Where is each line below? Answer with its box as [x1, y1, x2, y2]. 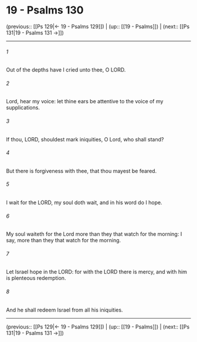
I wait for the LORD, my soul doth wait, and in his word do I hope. [6, 199, 162, 206]
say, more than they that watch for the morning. [6, 237, 121, 244]
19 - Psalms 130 [6, 4, 84, 17]
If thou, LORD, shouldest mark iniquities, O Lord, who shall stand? [6, 136, 164, 143]
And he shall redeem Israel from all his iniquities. [6, 306, 123, 313]
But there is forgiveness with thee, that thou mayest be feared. [6, 167, 157, 174]
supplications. [6, 104, 40, 111]
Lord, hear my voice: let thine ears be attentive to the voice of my [6, 98, 164, 105]
